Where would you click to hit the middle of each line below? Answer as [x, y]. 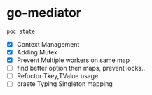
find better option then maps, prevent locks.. [81, 68]
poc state [21, 31]
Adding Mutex [37, 52]
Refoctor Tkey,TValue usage [57, 76]
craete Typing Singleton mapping [64, 84]
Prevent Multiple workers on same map [73, 60]
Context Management [48, 44]
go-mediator [44, 13]
